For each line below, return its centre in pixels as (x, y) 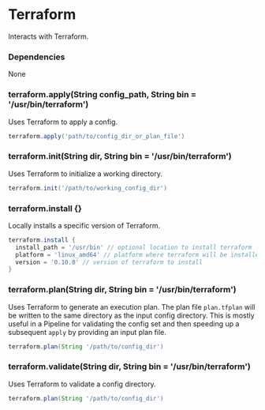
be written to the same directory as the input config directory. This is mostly (131, 315)
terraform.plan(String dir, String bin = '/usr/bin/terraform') (122, 290)
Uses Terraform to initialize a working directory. (86, 173)
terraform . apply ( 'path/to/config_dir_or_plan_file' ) (97, 136)
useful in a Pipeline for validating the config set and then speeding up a (124, 323)
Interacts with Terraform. (49, 36)
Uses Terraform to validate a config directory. (82, 384)
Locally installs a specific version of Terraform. (84, 225)
